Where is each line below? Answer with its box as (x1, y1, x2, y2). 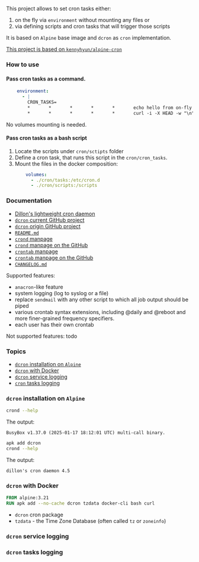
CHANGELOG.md (14, 261, 47, 267)
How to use (6, 60, 40, 69)
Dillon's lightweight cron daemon (14, 210, 95, 217)
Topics (6, 347, 27, 356)
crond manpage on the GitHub (14, 241, 88, 248)
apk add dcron (6, 440, 41, 446)
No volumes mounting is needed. (6, 121, 87, 128)
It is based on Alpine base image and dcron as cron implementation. (6, 34, 172, 41)
